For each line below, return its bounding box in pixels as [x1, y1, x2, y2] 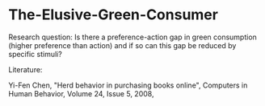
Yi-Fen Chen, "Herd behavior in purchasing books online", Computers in [8, 80, 248, 90]
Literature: [8, 64, 43, 74]
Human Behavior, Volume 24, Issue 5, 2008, [8, 88, 154, 98]
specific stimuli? [8, 49, 62, 59]
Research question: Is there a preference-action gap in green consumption [8, 32, 257, 42]
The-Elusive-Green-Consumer [8, 6, 218, 24]
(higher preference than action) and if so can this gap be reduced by [8, 40, 237, 50]
